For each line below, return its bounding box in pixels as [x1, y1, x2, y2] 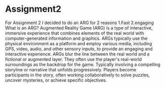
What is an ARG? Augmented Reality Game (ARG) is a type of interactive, [5, 25, 153, 30]
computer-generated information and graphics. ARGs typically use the [5, 35, 148, 41]
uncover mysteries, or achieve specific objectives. [5, 77, 107, 83]
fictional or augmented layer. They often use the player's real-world [5, 56, 142, 62]
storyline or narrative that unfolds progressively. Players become [5, 66, 136, 72]
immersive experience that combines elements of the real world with [5, 30, 144, 36]
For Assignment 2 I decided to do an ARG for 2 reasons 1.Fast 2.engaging [5, 20, 154, 26]
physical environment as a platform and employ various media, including [5, 40, 152, 46]
